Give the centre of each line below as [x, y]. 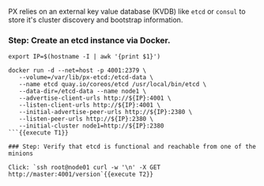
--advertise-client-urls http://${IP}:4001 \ [95, 98]
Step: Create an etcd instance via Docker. [89, 40]
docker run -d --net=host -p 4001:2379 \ [77, 70]
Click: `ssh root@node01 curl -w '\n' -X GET [84, 168]
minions [21, 154]
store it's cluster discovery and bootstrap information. [96, 20]
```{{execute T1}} [38, 133]
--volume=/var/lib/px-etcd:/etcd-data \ [86, 78]
